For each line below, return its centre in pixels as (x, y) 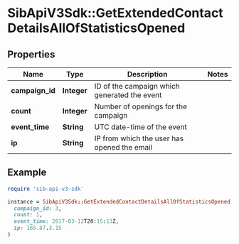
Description (147, 74)
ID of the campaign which (137, 86)
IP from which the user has (139, 138)
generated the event (128, 95)
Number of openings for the (140, 106)
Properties (31, 54)
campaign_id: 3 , (38, 208)
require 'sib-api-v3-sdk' (46, 189)
